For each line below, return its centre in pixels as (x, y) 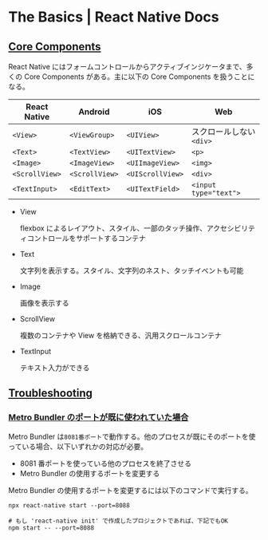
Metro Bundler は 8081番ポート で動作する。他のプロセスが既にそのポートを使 (132, 436)
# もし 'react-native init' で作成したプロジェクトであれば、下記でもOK (118, 521)
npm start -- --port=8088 (51, 528)
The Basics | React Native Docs (114, 17)
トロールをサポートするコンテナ (93, 238)
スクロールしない (223, 132)
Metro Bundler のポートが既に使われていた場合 (99, 417)
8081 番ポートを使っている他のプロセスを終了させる (105, 463)
